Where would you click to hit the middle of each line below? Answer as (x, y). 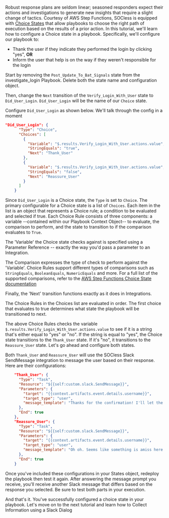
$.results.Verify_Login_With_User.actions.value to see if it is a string (79, 329)
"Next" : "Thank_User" (50, 153)
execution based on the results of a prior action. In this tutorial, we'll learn (81, 29)
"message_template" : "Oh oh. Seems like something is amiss (88, 450)
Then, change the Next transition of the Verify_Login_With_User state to (79, 95)
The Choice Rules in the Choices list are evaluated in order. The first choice (83, 304)
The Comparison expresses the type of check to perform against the (76, 263)
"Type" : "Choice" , (38, 130)
